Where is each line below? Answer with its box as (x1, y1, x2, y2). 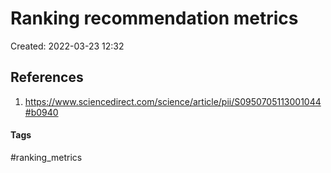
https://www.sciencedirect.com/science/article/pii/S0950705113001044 (24, 95, 322, 107)
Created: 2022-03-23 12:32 (10, 40, 125, 52)
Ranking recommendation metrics (10, 7, 299, 30)
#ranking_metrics (10, 151, 83, 163)
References (10, 69, 84, 86)
